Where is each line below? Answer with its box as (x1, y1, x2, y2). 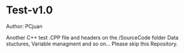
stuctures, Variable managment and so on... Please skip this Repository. (6, 40, 178, 47)
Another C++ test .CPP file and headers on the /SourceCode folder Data (6, 34, 179, 41)
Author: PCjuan (6, 23, 43, 30)
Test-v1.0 (6, 3, 54, 17)
